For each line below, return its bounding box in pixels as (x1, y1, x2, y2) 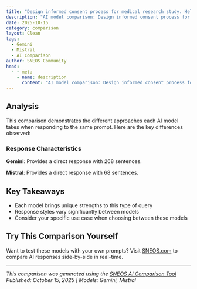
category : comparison (6, 25, 59, 31)
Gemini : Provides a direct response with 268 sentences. (6, 158, 142, 165)
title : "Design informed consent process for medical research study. (6, 8, 182, 15)
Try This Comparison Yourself (6, 231, 118, 241)
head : (6, 63, 19, 69)
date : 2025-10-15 (6, 19, 49, 25)
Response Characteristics (6, 144, 82, 152)
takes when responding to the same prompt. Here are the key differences (6, 123, 184, 130)
